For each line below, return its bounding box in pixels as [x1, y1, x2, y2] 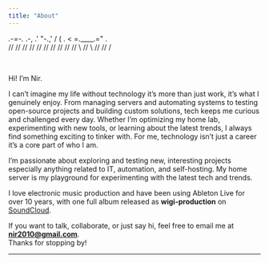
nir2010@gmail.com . [8, 229, 80, 239]
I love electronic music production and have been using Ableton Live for [8, 188, 246, 197]
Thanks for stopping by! [8, 237, 87, 247]
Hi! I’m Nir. [8, 73, 42, 83]
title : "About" [8, 11, 59, 20]
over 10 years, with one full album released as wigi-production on [8, 196, 227, 206]
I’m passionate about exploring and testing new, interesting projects [8, 156, 232, 165]
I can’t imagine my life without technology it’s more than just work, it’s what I [8, 89, 259, 99]
